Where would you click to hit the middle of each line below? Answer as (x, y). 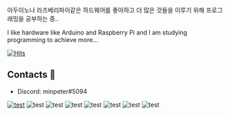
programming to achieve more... (53, 40)
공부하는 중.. (42, 19)
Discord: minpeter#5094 (52, 91)
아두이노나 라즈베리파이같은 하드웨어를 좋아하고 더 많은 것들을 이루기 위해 (106, 10)
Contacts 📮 (31, 75)
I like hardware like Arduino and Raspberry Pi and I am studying (97, 32)
